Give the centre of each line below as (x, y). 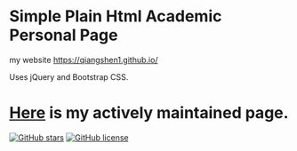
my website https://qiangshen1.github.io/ (84, 60)
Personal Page (64, 35)
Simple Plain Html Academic (116, 16)
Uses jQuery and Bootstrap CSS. (69, 76)
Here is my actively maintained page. (149, 113)
